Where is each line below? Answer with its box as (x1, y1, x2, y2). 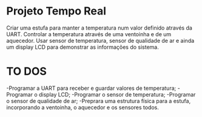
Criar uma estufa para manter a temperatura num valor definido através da (6, 24, 193, 31)
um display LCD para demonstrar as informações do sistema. (6, 43, 160, 51)
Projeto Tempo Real (6, 4, 107, 18)
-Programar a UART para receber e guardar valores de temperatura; (6, 84, 177, 92)
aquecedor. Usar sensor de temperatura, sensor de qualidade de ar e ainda (6, 37, 195, 44)
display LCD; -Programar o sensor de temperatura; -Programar (38, 90, 196, 98)
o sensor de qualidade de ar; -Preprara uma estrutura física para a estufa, (6, 97, 191, 104)
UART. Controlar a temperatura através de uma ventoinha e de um (6, 30, 172, 37)
